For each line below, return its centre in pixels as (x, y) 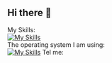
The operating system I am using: (56, 44)
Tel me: (53, 52)
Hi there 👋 (29, 13)
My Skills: (21, 29)
